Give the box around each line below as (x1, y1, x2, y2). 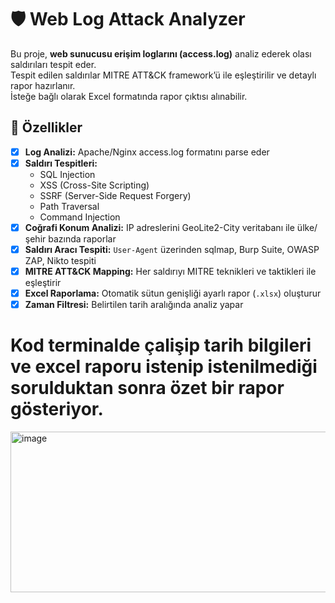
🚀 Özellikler (10, 119, 83, 136)
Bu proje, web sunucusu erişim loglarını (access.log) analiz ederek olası (10, 47, 312, 60)
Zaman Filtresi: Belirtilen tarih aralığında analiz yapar (24, 299, 244, 311)
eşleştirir (24, 277, 62, 289)
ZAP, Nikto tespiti (24, 255, 97, 266)
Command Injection (39, 211, 121, 223)
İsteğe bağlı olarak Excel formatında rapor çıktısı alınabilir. (10, 90, 248, 102)
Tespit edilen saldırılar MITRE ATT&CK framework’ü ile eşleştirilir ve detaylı (10, 69, 317, 81)
